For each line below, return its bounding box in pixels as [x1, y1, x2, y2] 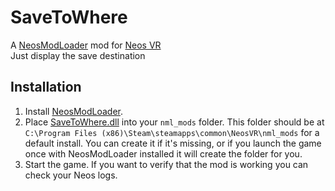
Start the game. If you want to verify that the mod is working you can [24, 158, 309, 170]
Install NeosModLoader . [24, 105, 124, 117]
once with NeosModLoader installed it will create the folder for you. [24, 147, 303, 160]
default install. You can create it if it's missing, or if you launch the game [24, 137, 322, 149]
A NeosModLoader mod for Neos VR [10, 39, 162, 51]
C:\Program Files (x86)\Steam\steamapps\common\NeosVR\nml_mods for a [24, 126, 320, 138]
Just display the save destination [10, 49, 146, 61]
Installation [10, 79, 82, 96]
